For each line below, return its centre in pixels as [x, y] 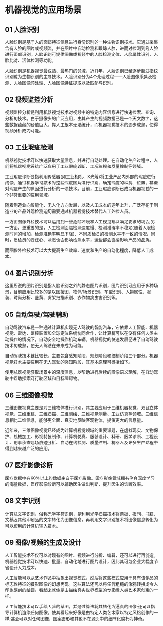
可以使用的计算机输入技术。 [33, 526]
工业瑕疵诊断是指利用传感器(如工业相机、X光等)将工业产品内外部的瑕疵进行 [80, 176]
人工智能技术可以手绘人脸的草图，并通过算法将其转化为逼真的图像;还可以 [78, 606]
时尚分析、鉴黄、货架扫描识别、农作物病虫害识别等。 [66, 298]
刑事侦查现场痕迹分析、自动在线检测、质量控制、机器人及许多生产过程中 [86, 442]
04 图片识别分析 [29, 273]
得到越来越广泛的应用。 [28, 449]
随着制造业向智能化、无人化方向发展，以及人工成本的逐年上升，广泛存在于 [79, 205]
